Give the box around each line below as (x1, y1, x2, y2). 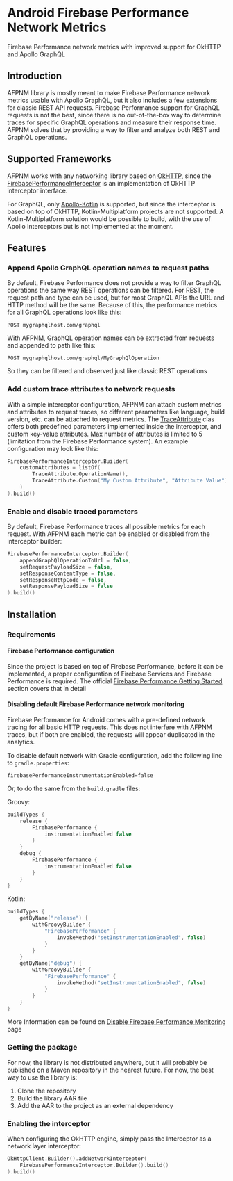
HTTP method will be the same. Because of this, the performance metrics (7, 301, 218, 309)
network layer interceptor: (7, 1142, 82, 1150)
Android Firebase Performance (7, 5, 189, 21)
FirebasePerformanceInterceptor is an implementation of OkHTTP (7, 179, 196, 187)
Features (7, 242, 46, 254)
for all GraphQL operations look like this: (7, 308, 122, 317)
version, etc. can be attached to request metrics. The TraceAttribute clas (7, 415, 215, 423)
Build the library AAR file (17, 1093, 87, 1102)
